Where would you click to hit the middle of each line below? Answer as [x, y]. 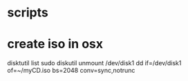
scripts [28, 13]
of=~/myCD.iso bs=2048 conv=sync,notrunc [71, 71]
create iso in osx [55, 44]
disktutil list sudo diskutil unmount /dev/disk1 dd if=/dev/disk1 [94, 63]
